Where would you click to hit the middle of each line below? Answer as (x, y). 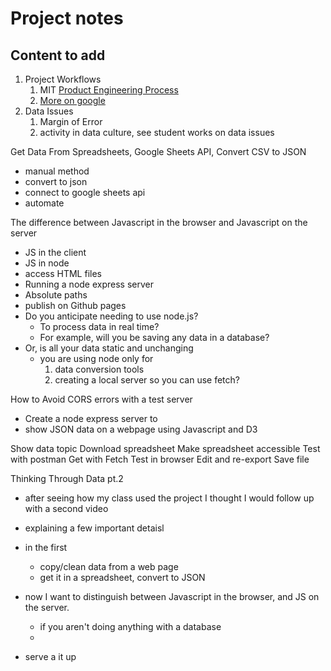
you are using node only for (96, 358)
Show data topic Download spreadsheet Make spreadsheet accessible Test (165, 448)
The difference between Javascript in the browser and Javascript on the (159, 222)
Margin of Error (71, 121)
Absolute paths (56, 295)
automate (44, 203)
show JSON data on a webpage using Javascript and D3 (141, 429)
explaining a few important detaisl (94, 528)
